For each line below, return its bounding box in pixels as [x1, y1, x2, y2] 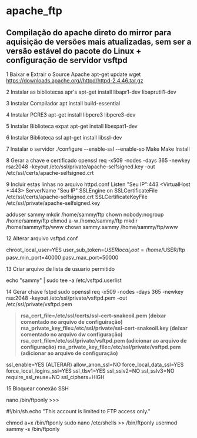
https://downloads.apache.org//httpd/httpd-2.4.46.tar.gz [6, 77, 143, 84]
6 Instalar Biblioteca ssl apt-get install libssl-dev [6, 134, 122, 141]
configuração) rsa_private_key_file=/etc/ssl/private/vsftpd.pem [20, 343, 181, 350]
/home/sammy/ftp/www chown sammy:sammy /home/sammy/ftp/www [6, 224, 178, 230]
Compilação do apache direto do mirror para [6, 28, 172, 38]
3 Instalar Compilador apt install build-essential [6, 100, 121, 107]
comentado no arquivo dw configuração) [20, 331, 123, 338]
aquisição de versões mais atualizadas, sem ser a [6, 36, 192, 47]
